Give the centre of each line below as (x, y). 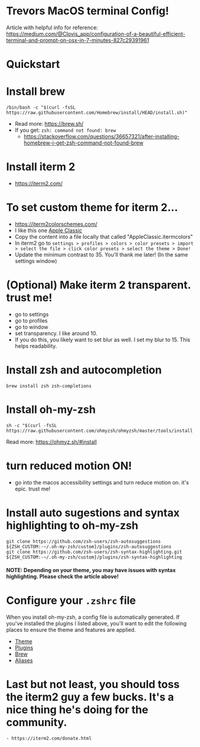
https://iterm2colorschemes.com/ (56, 224)
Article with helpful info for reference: (52, 27)
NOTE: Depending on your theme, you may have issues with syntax (91, 570)
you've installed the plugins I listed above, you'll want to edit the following (96, 623)
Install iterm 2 (41, 167)
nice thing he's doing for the (77, 710)
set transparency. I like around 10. (56, 333)
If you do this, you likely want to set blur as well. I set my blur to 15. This (102, 339)
